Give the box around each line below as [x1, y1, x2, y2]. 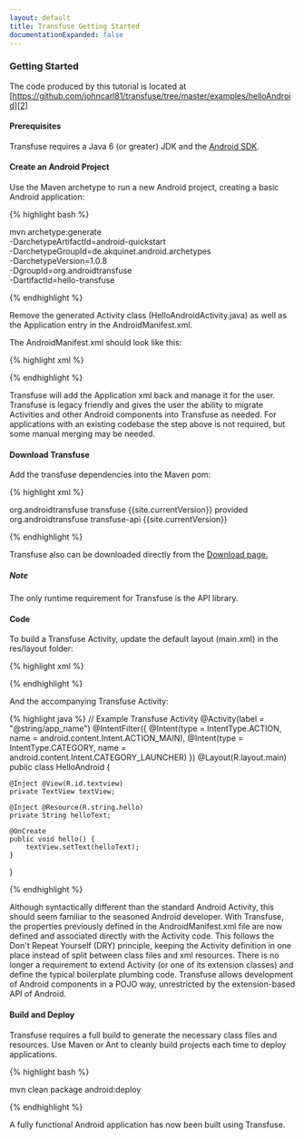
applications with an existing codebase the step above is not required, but [9, 419, 286, 430]
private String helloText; [9, 811, 112, 821]
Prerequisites [9, 121, 62, 131]
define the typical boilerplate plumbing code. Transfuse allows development [9, 969, 294, 980]
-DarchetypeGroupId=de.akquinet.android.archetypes [9, 246, 211, 257]
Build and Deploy [9, 1009, 75, 1020]
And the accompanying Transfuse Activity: [9, 696, 170, 707]
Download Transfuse [9, 449, 91, 460]
